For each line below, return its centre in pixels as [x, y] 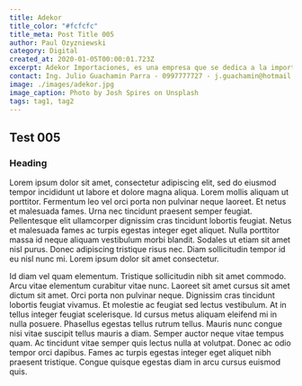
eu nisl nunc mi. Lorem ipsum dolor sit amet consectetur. [114, 259]
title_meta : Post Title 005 [62, 34]
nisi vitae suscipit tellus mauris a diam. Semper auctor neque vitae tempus [147, 334]
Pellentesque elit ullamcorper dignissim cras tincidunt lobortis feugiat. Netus [151, 221]
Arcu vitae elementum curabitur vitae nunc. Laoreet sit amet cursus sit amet [150, 286]
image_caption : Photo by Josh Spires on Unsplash [104, 92]
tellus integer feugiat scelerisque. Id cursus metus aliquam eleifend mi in [143, 314]
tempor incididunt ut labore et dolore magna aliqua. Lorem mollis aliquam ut [149, 192]
